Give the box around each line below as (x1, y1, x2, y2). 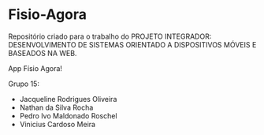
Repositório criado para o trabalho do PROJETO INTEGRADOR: (8, 32, 212, 41)
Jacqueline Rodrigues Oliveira (19, 94, 117, 103)
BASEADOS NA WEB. (8, 48, 77, 58)
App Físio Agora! (8, 63, 63, 73)
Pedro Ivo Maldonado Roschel (19, 111, 117, 120)
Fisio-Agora (8, 6, 87, 24)
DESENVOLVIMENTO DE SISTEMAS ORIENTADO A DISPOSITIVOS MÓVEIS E (8, 39, 257, 49)
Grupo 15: (8, 79, 39, 88)
